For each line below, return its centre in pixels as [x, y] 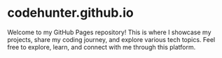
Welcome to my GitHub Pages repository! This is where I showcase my [109, 32]
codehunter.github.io [71, 13]
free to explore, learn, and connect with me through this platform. [102, 47]
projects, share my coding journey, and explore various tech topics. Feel [111, 39]
